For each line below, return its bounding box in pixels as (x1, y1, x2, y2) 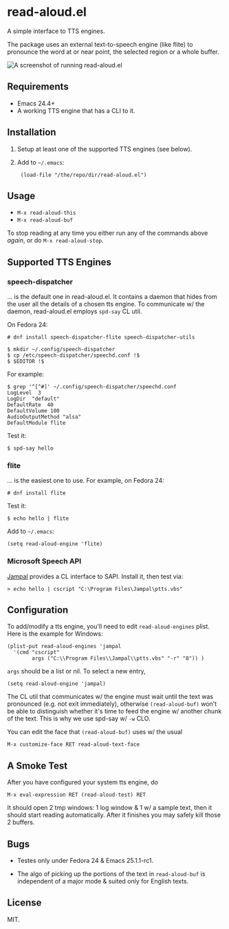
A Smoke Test (7, 760, 67, 771)
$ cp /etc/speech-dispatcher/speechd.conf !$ (7, 352, 140, 359)
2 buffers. (7, 818, 35, 826)
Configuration (7, 604, 69, 616)
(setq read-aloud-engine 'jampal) (7, 680, 107, 687)
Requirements (7, 81, 69, 93)
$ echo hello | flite (7, 515, 69, 522)
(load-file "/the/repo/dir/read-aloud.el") (20, 171, 147, 178)
